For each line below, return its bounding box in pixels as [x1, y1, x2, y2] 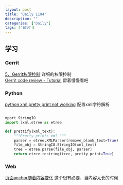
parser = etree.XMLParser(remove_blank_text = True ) [14, 138, 119, 143]
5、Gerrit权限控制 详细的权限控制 [5, 71, 71, 77]
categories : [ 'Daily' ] [5, 21, 51, 26]
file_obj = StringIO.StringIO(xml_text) [14, 143, 97, 147]
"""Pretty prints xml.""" [14, 133, 67, 138]
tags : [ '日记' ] [5, 25, 35, 30]
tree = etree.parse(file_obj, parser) [14, 147, 92, 152]
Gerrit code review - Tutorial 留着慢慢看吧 [5, 77, 88, 83]
